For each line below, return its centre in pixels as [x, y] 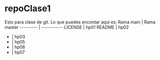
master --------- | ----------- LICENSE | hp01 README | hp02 [67, 27]
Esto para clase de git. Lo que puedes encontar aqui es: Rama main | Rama [80, 22]
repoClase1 [28, 9]
